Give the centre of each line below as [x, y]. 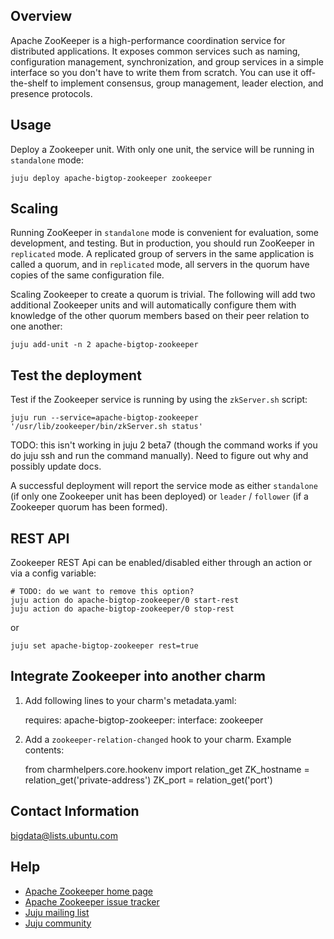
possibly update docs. [56, 466]
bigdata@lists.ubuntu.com [64, 835]
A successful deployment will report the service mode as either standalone [164, 486]
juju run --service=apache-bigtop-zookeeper [104, 418]
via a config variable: [53, 573]
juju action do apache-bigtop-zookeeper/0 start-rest [125, 600]
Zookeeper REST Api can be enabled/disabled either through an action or [161, 563]
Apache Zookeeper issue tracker [92, 901]
